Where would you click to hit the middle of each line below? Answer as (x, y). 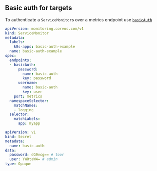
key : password (37, 78)
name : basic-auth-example (36, 51)
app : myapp (29, 123)
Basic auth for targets (39, 8)
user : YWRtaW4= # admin (33, 159)
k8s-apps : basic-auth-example (45, 47)
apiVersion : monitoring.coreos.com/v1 (44, 29)
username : (28, 83)
